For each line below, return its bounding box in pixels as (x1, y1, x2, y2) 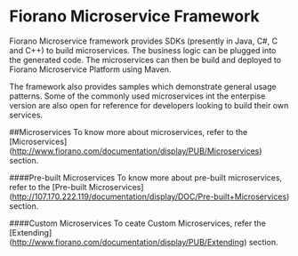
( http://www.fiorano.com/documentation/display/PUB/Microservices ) (9, 145, 262, 156)
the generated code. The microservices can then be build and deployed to (9, 54, 282, 65)
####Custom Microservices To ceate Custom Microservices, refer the (9, 218, 267, 228)
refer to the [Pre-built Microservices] (9, 181, 144, 192)
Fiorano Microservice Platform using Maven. (9, 64, 172, 75)
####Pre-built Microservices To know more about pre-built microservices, (9, 172, 283, 183)
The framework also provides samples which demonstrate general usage (9, 81, 278, 92)
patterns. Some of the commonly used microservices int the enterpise (9, 91, 266, 101)
